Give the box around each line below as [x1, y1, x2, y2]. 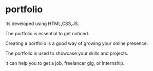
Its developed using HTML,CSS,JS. [5, 20, 80, 27]
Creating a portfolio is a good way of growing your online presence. [5, 40, 148, 46]
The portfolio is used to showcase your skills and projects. [5, 50, 128, 56]
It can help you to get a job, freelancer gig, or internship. [5, 60, 125, 66]
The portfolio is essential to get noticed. [5, 30, 90, 36]
